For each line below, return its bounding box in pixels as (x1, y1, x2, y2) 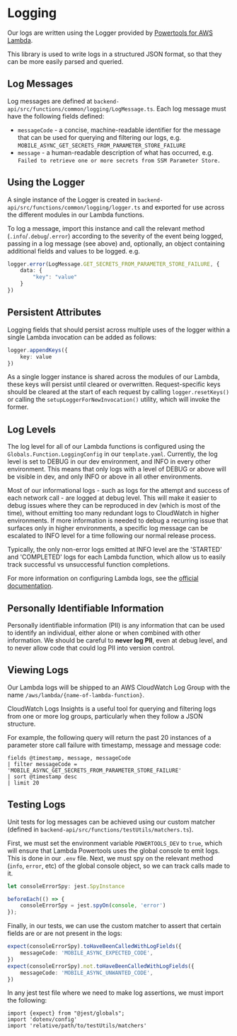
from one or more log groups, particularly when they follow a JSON (7, 711, 203, 720)
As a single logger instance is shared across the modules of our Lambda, (7, 373, 220, 381)
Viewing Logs (7, 664, 69, 676)
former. (7, 403, 29, 411)
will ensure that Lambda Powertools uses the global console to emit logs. (7, 846, 221, 855)
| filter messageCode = (7, 760, 78, 768)
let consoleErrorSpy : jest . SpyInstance (7, 883, 125, 890)
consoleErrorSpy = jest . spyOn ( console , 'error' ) (20, 902, 166, 910)
